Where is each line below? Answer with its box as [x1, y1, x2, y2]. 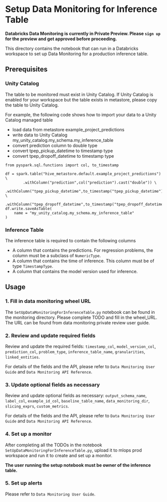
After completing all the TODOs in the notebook [5, 442, 102, 448]
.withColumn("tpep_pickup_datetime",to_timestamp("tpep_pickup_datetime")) [5, 189, 166, 194]
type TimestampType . [12, 263, 54, 269]
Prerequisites [5, 65, 48, 74]
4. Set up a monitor [5, 430, 52, 437]
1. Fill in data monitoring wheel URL [5, 298, 91, 304]
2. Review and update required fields [5, 332, 96, 339]
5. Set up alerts [5, 480, 43, 487]
